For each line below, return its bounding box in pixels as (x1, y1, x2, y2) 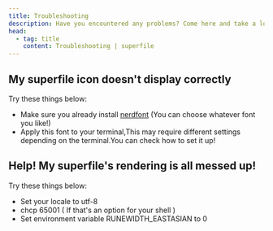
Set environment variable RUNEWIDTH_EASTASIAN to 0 (19, 213, 208, 224)
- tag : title (15, 34, 60, 43)
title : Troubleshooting (8, 11, 89, 20)
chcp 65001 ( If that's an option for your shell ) (19, 205, 176, 215)
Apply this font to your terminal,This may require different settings (19, 127, 241, 137)
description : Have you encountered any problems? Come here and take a (8, 20, 256, 28)
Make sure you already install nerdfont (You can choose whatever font (19, 109, 256, 119)
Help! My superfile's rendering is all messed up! (8, 159, 257, 173)
